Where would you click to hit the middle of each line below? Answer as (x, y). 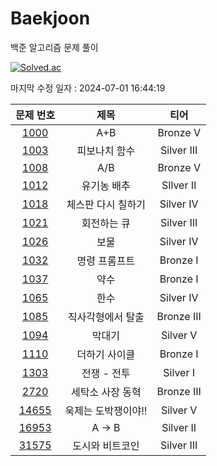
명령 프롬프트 (106, 260)
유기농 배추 (106, 185)
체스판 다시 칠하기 (106, 204)
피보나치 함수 (106, 150)
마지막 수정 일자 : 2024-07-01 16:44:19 (88, 88)
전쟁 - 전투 (106, 373)
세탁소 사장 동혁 (106, 392)
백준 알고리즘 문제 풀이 (54, 47)
